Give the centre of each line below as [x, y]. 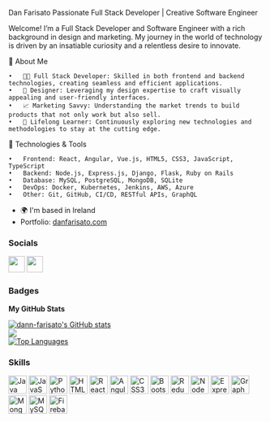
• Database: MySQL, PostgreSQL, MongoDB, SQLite [96, 181]
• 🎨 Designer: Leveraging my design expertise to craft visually [125, 90]
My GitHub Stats [37, 308]
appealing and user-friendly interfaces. [79, 98]
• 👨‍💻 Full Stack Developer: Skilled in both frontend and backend [126, 76]
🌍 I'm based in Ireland [58, 210]
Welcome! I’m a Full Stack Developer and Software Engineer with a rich [127, 28]
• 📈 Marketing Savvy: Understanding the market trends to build [124, 106]
